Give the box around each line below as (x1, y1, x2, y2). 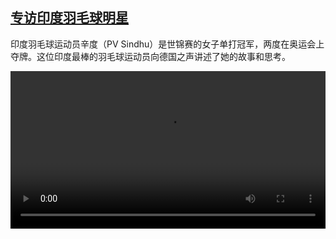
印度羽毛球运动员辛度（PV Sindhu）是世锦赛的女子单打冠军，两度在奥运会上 (10, 38, 325, 50)
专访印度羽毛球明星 (10, 9, 129, 27)
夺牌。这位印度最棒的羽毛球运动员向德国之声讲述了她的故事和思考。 (10, 50, 291, 62)
